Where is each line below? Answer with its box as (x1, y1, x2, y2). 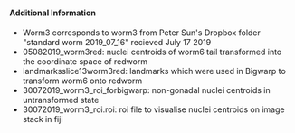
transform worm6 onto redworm (22, 75, 143, 86)
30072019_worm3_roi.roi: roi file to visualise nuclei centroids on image (22, 104, 285, 115)
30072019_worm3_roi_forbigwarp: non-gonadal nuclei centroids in (22, 85, 271, 96)
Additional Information (9, 7, 97, 18)
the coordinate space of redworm (22, 56, 147, 67)
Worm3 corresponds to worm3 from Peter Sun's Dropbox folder (22, 27, 261, 38)
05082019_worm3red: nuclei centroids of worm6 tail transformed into (22, 46, 282, 58)
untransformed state (22, 95, 100, 106)
